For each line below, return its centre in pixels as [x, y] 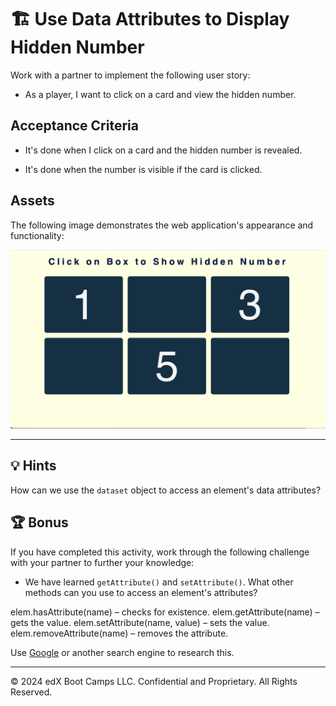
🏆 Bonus [39, 522]
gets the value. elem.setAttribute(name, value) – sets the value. [140, 622]
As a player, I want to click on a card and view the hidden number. [160, 94]
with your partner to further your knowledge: [102, 562]
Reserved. [31, 692]
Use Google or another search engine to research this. [122, 652]
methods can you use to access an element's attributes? [141, 592]
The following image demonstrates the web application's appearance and [162, 225]
